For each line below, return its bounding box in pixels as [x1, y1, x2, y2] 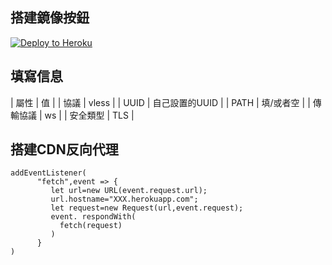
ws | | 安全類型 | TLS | [44, 109, 135, 121]
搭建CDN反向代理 [10, 141, 119, 158]
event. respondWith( [50, 212, 137, 222]
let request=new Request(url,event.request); [50, 203, 244, 213]
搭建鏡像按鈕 [10, 9, 90, 27]
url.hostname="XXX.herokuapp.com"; [50, 194, 199, 205]
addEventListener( [10, 168, 87, 178]
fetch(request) [59, 221, 123, 231]
